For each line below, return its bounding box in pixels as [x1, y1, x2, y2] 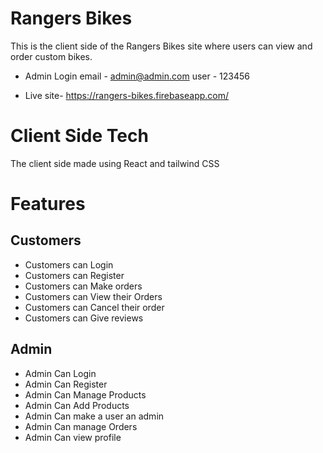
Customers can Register [24, 269, 125, 281]
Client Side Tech [10, 125, 149, 147]
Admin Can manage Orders [24, 420, 138, 432]
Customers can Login [24, 258, 114, 271]
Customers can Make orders [24, 280, 143, 292]
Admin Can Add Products [24, 399, 130, 411]
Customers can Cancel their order [24, 301, 165, 313]
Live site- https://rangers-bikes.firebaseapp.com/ [24, 89, 230, 101]
